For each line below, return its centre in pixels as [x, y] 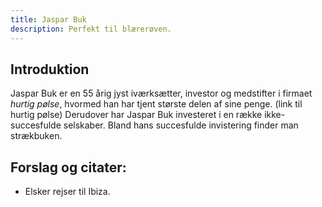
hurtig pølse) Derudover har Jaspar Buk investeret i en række [136, 115]
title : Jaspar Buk [48, 19]
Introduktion [50, 69]
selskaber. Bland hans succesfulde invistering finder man [181, 125]
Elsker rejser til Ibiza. [67, 192]
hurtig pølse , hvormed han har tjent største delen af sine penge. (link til [156, 104]
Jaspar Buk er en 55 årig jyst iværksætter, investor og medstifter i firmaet [161, 93]
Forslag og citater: [68, 167]
